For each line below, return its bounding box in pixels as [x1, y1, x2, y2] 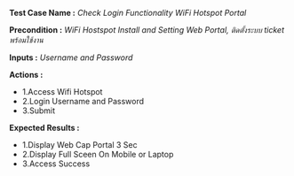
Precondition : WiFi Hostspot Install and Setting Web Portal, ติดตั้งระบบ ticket [9, 25, 284, 34]
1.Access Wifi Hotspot [21, 87, 103, 96]
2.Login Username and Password [21, 96, 145, 106]
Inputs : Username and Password [9, 52, 133, 63]
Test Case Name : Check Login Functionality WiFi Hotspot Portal [9, 8, 247, 18]
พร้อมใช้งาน [9, 34, 44, 45]
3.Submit [21, 105, 56, 116]
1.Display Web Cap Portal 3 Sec [21, 140, 138, 149]
